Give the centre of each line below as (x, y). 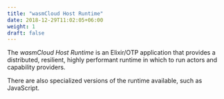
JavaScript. (24, 88)
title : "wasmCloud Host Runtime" (55, 13)
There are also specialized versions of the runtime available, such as (105, 81)
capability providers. (36, 67)
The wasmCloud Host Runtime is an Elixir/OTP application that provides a (111, 53)
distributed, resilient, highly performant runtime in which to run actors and (112, 60)
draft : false (26, 33)
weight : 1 (21, 26)
